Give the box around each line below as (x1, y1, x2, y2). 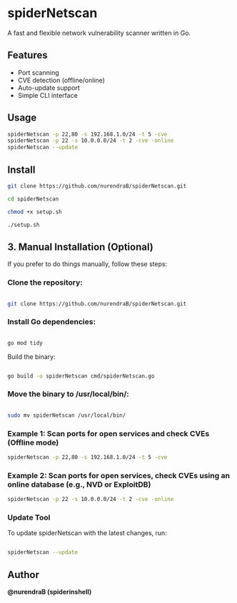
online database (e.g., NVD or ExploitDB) (7, 480, 151, 490)
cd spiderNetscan (7, 195, 59, 203)
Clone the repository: (7, 278, 84, 288)
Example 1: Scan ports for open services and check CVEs (7, 428, 210, 438)
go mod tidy (7, 339, 43, 347)
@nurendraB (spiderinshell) (7, 587, 92, 597)
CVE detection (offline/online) (17, 76, 106, 84)
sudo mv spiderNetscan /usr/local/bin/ (7, 412, 126, 419)
